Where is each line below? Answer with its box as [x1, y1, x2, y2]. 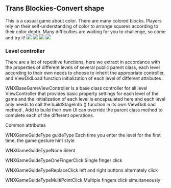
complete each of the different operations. [5, 112, 94, 119]
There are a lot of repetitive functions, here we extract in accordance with [5, 59, 160, 65]
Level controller [5, 47, 45, 54]
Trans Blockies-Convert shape [5, 4, 105, 13]
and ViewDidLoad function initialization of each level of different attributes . [5, 75, 164, 81]
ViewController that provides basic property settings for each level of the [5, 90, 159, 97]
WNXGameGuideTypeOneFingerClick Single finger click [5, 157, 123, 163]
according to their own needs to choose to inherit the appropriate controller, [5, 70, 165, 76]
